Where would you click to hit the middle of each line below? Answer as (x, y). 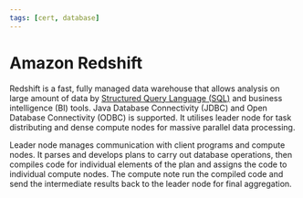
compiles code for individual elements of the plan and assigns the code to (148, 164)
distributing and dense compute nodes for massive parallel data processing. (152, 127)
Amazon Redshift (76, 63)
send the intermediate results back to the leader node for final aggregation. (151, 183)
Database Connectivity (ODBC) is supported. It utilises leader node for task (151, 117)
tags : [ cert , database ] (55, 18)
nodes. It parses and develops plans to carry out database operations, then (151, 154)
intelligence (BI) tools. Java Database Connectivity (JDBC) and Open (138, 108)
